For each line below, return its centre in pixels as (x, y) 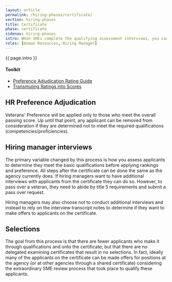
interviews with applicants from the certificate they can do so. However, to (84, 181)
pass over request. (25, 192)
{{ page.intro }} (21, 58)
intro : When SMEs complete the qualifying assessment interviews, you (82, 39)
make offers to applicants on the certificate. (51, 213)
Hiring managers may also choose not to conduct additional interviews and (84, 202)
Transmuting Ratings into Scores (47, 86)
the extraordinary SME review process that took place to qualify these (79, 269)
